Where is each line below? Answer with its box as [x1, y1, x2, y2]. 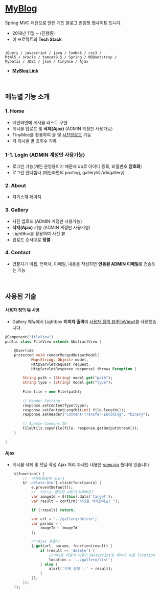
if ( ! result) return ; [31, 508, 76, 513]
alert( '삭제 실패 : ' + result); [48, 567, 113, 571]
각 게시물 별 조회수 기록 [12, 138, 57, 144]
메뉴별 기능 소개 [5, 93, 50, 101]
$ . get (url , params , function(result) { [31, 543, 113, 549]
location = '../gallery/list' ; [48, 557, 113, 562]
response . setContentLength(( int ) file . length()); [23, 407, 126, 412]
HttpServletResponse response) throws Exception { [31, 366, 137, 371]
